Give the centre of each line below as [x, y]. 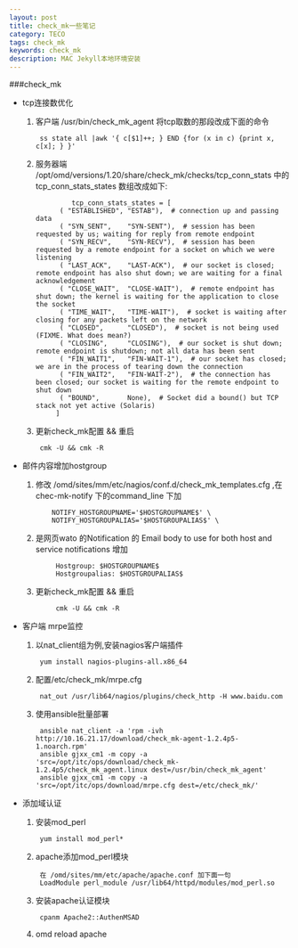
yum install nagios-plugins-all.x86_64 [113, 662]
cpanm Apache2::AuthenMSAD [89, 918]
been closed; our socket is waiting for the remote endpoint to [157, 382]
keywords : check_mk [45, 51]
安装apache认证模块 [72, 900]
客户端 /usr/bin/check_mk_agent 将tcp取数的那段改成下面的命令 [152, 122]
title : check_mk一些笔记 [52, 26]
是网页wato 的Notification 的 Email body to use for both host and [154, 538]
